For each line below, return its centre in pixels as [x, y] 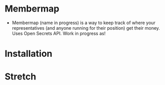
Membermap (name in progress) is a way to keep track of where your [84, 23]
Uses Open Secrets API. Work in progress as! [59, 33]
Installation [29, 54]
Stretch [20, 77]
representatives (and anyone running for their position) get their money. [86, 28]
